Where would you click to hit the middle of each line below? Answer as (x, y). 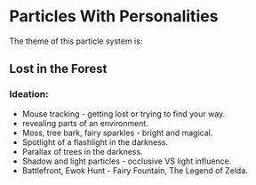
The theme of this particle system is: (76, 41)
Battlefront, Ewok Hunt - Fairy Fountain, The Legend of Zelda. (135, 170)
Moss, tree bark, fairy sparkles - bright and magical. (117, 133)
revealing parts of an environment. (85, 123)
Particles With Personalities (114, 16)
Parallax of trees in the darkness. (83, 151)
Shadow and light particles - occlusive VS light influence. (127, 161)
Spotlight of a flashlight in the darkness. (95, 142)
